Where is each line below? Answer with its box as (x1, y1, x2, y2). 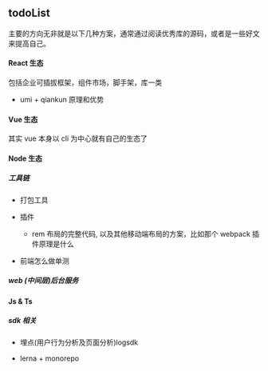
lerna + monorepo (19, 353, 80, 363)
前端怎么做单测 (19, 256, 69, 265)
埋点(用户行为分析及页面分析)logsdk (19, 337, 139, 347)
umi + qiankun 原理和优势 (19, 95, 104, 105)
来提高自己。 (8, 38, 50, 48)
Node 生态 (8, 154, 42, 163)
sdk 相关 (8, 316, 37, 325)
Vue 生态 (8, 114, 38, 124)
